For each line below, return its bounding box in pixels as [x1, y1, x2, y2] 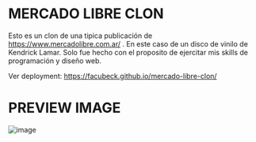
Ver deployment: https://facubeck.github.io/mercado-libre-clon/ [8, 71, 217, 80]
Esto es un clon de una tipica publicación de [8, 31, 153, 40]
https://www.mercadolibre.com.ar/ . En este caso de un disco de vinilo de [8, 39, 248, 48]
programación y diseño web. [8, 56, 101, 65]
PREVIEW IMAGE [8, 99, 121, 117]
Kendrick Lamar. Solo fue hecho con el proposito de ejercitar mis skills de [8, 47, 248, 57]
